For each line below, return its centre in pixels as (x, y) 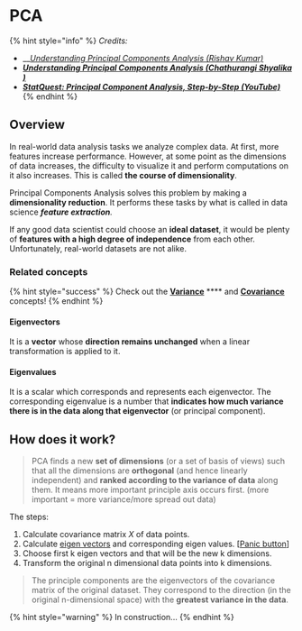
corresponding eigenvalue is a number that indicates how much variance (146, 401)
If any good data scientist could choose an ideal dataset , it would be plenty (150, 229)
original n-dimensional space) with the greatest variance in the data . (160, 599)
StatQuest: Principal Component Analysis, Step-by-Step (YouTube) (151, 87)
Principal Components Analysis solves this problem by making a (128, 192)
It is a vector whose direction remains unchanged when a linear (130, 342)
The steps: (29, 517)
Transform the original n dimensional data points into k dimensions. (147, 563)
